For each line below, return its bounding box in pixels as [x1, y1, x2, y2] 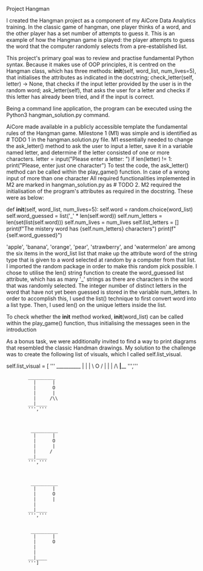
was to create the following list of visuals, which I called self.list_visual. [6, 351, 182, 357]
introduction [6, 326, 37, 333]
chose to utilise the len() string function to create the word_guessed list [6, 269, 184, 276]
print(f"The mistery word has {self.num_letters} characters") [6, 225, 157, 232]
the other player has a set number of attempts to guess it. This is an [6, 30, 175, 37]
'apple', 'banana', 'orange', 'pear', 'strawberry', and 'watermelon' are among [6, 243, 196, 251]
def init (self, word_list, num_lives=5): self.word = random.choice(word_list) [6, 206, 193, 213]
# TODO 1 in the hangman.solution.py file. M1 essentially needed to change [6, 136, 193, 143]
